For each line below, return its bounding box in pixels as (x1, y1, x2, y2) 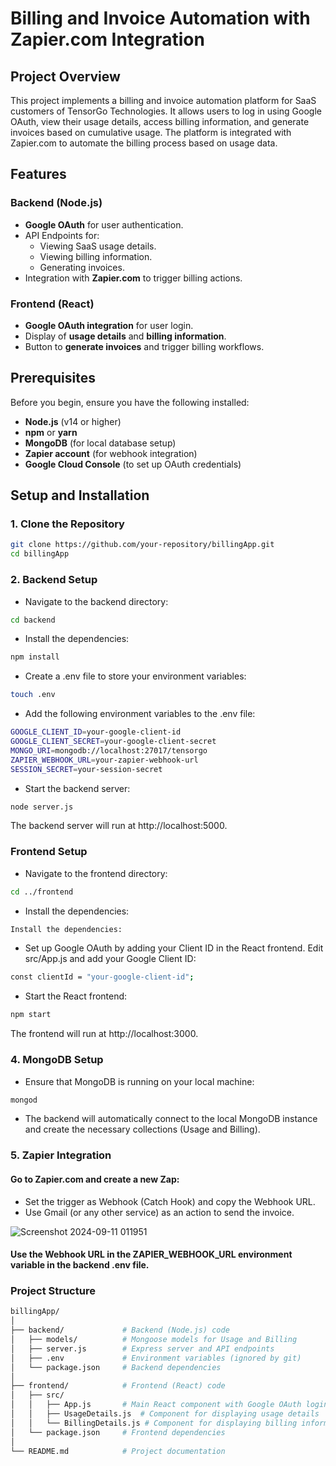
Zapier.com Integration (10, 28, 205, 51)
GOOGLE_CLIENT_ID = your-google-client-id (10, 727, 182, 737)
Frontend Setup (10, 845, 88, 859)
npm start (10, 1010, 52, 1020)
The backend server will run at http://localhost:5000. (10, 820, 228, 832)
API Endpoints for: (24, 229, 100, 241)
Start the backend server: (24, 782, 131, 794)
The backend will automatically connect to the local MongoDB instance (24, 1113, 318, 1125)
